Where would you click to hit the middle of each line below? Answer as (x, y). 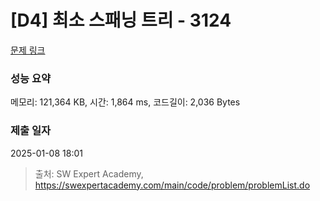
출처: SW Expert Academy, (89, 173)
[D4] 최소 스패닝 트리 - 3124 (121, 20)
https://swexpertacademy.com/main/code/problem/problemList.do (172, 185)
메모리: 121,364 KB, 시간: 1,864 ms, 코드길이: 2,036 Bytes (125, 102)
